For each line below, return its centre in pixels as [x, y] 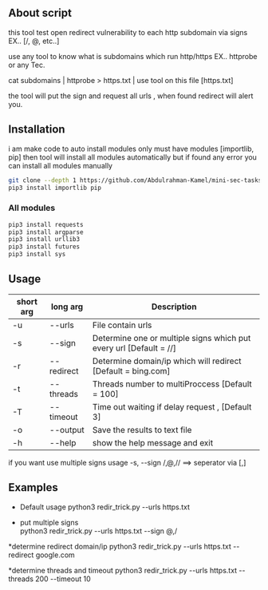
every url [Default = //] [134, 348]
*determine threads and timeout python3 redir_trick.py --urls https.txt [123, 570]
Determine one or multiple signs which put [171, 338]
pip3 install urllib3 [44, 240]
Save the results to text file [142, 430]
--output [67, 430]
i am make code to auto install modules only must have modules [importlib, [131, 148]
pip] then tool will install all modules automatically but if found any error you [133, 157]
